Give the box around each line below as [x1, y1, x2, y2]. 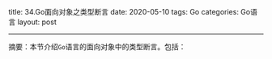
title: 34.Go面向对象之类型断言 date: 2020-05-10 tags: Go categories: [8, 7, 239, 16]
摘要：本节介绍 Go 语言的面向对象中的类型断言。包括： [8, 42, 186, 51]
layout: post [17, 17, 57, 27]
